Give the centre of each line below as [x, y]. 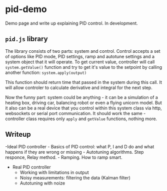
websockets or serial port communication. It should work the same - [75, 113]
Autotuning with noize [42, 183]
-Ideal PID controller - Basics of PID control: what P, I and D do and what [80, 146]
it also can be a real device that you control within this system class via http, [83, 108]
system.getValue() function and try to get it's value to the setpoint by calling [84, 67]
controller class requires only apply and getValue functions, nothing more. [81, 119]
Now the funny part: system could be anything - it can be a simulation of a [82, 97]
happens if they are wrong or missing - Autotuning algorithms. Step [74, 152]
